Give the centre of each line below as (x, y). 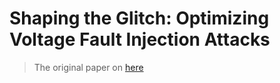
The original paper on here (88, 67)
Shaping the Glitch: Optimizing (139, 18)
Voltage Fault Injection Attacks (140, 39)
